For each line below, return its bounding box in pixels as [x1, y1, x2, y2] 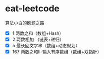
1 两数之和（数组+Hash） [12, 30, 64, 36]
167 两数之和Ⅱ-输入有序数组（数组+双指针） [12, 49, 102, 55]
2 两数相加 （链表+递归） [12, 36, 64, 42]
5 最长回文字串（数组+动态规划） [12, 43, 80, 49]
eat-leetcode [5, 3, 59, 14]
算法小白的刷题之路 [5, 20, 45, 26]
